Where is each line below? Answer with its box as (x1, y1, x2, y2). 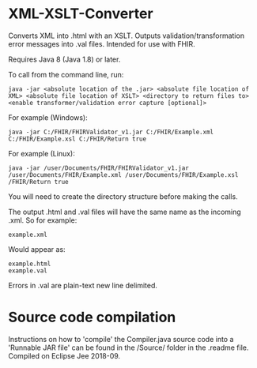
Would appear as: (8, 244, 66, 253)
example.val (8, 266, 47, 275)
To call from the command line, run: (8, 69, 124, 79)
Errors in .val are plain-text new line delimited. (8, 280, 158, 290)
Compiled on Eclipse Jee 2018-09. (8, 351, 121, 360)
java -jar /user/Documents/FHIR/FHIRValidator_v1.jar (8, 163, 190, 172)
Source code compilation (8, 309, 176, 326)
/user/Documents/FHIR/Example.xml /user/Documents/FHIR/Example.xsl (8, 171, 239, 178)
